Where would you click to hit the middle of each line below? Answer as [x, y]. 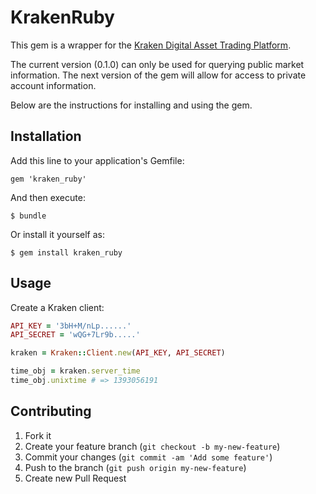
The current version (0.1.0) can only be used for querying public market [157, 64]
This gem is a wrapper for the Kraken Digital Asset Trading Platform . [151, 45]
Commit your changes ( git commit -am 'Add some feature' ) [148, 457]
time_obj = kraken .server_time [75, 371]
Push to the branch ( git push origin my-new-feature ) [135, 467]
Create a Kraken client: [57, 307]
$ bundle [28, 216]
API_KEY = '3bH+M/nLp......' [71, 326]
